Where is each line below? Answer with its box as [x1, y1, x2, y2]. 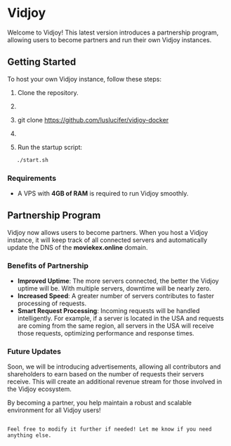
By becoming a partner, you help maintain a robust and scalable [7, 399, 192, 407]
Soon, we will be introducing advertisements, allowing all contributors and [7, 362, 221, 371]
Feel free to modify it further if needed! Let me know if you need [7, 426, 212, 433]
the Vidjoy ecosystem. [7, 385, 72, 393]
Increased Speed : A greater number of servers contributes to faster [17, 292, 214, 300]
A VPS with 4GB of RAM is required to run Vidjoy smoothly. [17, 189, 189, 198]
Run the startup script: [17, 143, 83, 151]
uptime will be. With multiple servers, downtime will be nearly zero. [17, 284, 212, 293]
